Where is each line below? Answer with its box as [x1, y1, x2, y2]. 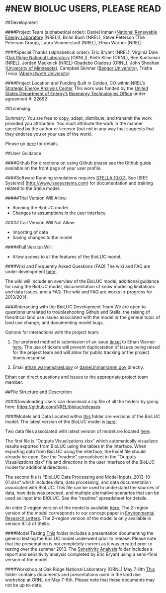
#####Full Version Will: [5, 244, 53, 250]
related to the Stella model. [5, 185, 61, 191]
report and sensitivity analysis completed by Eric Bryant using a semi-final [5, 551, 158, 557]
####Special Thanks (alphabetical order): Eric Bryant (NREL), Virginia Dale [5, 49, 158, 55]
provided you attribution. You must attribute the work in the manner [5, 120, 143, 126]
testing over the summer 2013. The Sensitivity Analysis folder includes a [5, 546, 153, 552]
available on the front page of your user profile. [5, 165, 102, 171]
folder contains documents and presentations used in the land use [5, 571, 141, 577]
